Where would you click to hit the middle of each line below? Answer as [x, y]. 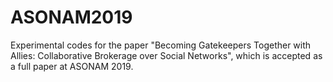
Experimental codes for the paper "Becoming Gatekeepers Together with [161, 45]
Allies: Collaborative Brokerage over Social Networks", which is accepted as [166, 55]
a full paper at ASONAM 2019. [72, 66]
